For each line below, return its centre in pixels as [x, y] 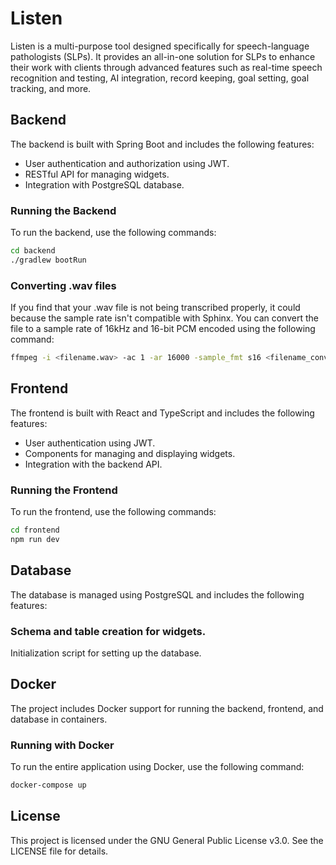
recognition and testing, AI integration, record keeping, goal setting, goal [160, 78]
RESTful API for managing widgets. [97, 174]
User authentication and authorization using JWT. [127, 163]
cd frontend [35, 530]
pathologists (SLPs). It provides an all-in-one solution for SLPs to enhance [163, 56]
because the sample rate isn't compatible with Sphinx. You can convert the [164, 318]
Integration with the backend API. [93, 464]
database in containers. [59, 719]
